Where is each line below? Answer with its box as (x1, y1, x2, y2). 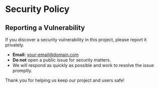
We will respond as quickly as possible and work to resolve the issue (12, 62, 154, 68)
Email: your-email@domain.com (12, 51, 79, 57)
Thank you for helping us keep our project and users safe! (5, 77, 125, 83)
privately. (5, 42, 24, 48)
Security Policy (5, 3, 70, 15)
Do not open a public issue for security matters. (12, 57, 111, 63)
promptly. (12, 67, 32, 73)
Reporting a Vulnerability (5, 23, 85, 32)
